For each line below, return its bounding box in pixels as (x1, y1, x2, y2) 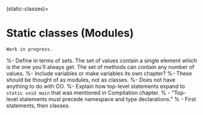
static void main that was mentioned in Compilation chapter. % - (6, 89, 171, 96)
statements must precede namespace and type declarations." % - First (19, 95, 196, 102)
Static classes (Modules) (6, 27, 134, 40)
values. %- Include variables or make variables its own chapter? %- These (6, 70, 192, 77)
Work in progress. (6, 46, 53, 52)
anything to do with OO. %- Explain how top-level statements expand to (6, 82, 185, 90)
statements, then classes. (6, 102, 70, 109)
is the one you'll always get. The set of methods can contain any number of (6, 63, 195, 70)
